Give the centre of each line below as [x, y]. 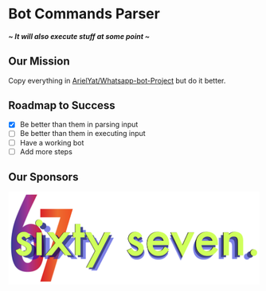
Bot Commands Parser [84, 14]
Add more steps [46, 151]
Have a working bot [52, 142]
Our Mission [39, 62]
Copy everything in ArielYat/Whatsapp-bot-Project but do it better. [117, 80]
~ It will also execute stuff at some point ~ [79, 36]
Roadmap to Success [62, 105]
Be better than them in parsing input [79, 125]
